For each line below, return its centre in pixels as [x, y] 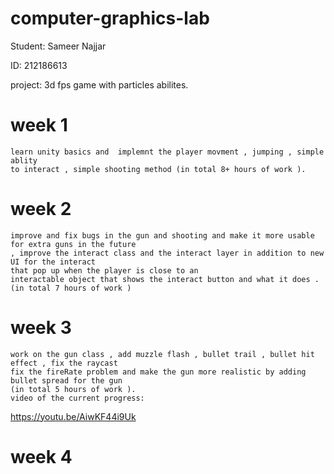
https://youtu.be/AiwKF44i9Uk [73, 416]
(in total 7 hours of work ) [71, 288]
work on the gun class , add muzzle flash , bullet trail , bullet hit [162, 354]
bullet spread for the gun [66, 380]
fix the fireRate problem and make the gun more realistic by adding [158, 372]
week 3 [41, 328]
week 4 [41, 456]
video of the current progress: [77, 398]
